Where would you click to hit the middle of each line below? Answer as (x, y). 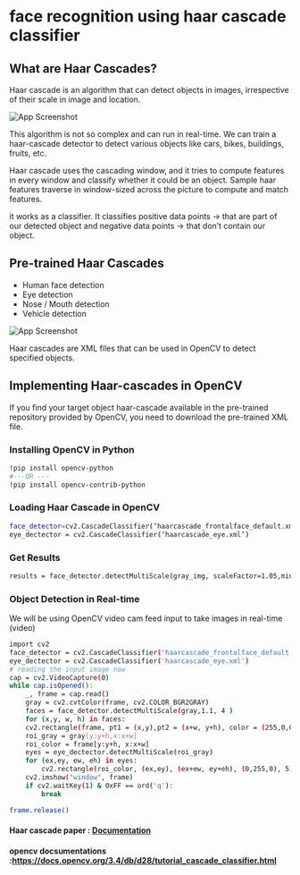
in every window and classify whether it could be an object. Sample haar (143, 180)
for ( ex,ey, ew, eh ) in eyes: (82, 761)
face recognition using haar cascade (148, 17)
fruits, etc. (28, 153)
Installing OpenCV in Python (72, 449)
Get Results (35, 557)
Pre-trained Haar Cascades (87, 263)
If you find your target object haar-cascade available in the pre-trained (139, 407)
